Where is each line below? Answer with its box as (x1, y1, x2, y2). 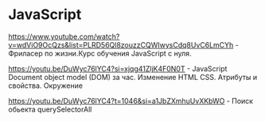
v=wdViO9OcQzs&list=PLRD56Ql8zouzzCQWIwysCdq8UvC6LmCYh (8, 40, 234, 49)
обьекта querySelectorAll (8, 105, 92, 114)
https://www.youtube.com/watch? (8, 32, 120, 41)
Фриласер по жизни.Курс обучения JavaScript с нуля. (8, 48, 193, 58)
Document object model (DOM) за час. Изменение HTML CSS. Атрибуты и (8, 72, 258, 82)
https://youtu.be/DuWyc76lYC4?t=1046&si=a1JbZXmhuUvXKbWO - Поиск (8, 96, 253, 105)
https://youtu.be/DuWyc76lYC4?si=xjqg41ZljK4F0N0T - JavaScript (8, 63, 228, 73)
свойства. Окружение (8, 81, 84, 90)
